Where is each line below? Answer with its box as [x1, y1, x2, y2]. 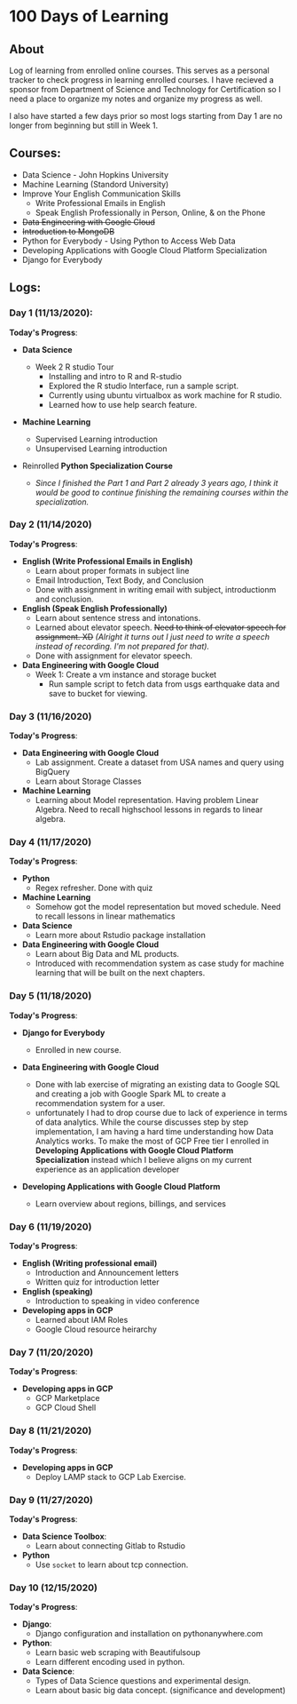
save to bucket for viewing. [48, 688, 148, 698]
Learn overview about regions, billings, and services [35, 1198, 226, 1209]
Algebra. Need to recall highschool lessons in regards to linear [35, 804, 263, 815]
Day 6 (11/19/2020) [9, 1220, 92, 1232]
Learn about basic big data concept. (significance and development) [35, 1685, 286, 1696]
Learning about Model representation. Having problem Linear [35, 795, 259, 806]
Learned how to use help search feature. [48, 399, 198, 410]
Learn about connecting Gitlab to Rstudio [35, 1540, 186, 1551]
